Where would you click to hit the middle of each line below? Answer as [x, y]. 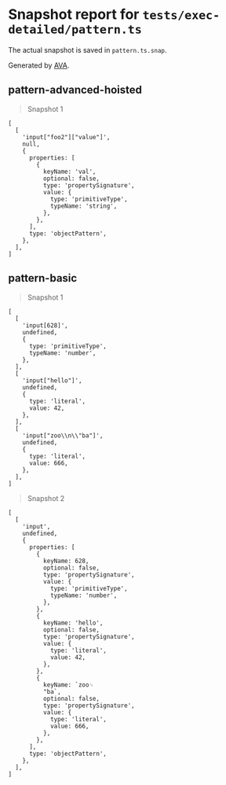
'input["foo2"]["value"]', [66, 137]
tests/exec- [181, 15]
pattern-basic [43, 278]
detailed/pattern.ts [75, 29]
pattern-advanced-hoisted [75, 90]
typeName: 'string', [84, 206]
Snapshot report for [74, 15]
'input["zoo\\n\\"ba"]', [63, 435]
